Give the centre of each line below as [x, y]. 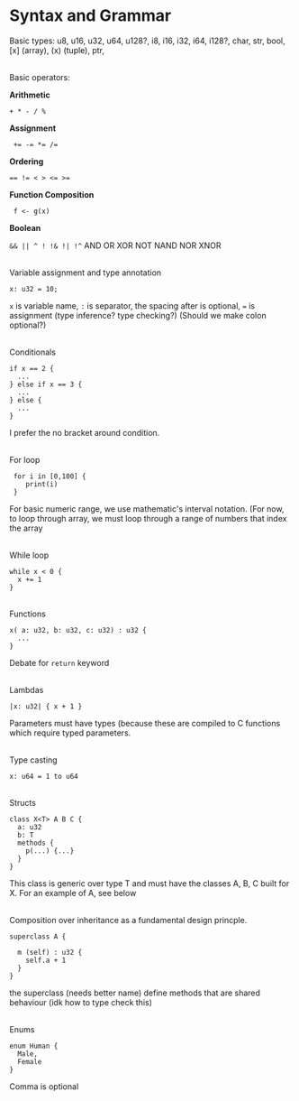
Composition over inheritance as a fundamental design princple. [128, 920]
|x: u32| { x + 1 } [46, 706]
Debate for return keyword [59, 662]
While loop [29, 555]
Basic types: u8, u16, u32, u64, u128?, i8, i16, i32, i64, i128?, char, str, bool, [147, 41]
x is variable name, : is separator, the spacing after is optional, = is [132, 305]
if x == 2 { [32, 368]
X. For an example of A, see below [73, 893]
